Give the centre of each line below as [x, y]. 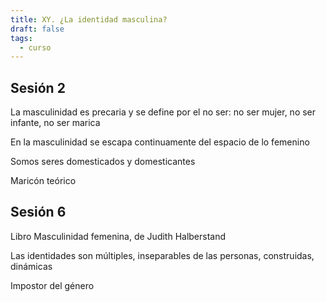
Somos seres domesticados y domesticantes [103, 162]
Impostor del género [52, 285]
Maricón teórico [43, 181]
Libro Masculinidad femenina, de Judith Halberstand [118, 236]
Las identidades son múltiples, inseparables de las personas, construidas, [162, 255]
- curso [35, 47]
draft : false [37, 29]
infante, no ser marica [55, 123]
